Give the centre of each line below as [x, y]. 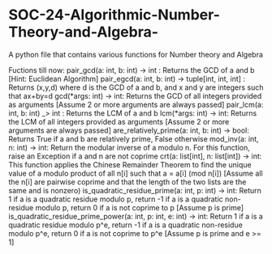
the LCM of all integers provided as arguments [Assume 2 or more [119, 121]
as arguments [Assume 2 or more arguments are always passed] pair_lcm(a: [136, 104]
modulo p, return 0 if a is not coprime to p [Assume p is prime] [140, 207]
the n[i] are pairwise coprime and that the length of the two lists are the [127, 182]
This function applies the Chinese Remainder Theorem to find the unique [130, 164]
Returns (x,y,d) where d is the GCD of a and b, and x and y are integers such [136, 87]
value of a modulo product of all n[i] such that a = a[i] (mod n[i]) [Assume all [136, 173]
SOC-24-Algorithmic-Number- [114, 15]
